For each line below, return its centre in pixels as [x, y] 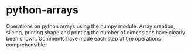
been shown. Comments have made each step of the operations [83, 38]
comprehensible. [26, 45]
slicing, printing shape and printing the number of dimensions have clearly [96, 32]
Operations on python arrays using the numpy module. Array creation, [91, 26]
